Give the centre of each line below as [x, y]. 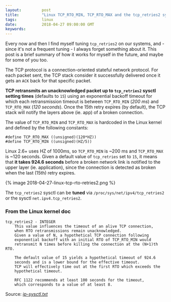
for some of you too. [27, 60]
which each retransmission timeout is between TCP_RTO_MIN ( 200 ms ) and [82, 102]
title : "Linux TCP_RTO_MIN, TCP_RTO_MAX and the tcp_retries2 [83, 15]
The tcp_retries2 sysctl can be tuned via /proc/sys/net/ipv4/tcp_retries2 [85, 193]
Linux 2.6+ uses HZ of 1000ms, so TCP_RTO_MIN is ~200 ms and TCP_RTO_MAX [84, 151]
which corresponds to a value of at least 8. [64, 285]
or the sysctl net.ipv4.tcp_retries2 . [44, 198]
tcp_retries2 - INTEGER [31, 222]
